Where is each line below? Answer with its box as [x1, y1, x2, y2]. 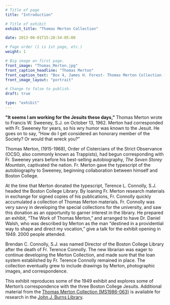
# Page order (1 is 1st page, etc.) [5, 44, 82, 50]
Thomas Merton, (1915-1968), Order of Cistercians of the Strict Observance [5, 145, 162, 151]
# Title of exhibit [5, 21, 47, 26]
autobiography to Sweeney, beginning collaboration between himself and [5, 167, 158, 173]
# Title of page [5, 7, 39, 13]
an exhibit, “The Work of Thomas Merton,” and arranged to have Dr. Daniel [5, 215, 161, 221]
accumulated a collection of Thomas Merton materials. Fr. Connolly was [5, 199, 155, 205]
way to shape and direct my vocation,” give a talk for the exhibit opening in [5, 226, 161, 232]
